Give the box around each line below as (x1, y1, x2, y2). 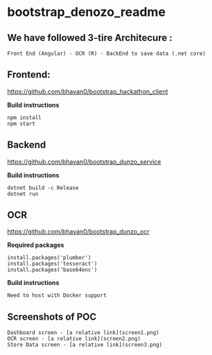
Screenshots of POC (7, 311, 97, 322)
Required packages (7, 241, 64, 250)
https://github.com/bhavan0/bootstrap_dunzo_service (7, 157, 161, 166)
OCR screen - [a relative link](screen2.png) (7, 336, 141, 343)
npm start (7, 120, 36, 127)
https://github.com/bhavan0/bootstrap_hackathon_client (7, 87, 168, 96)
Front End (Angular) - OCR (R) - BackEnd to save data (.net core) (7, 50, 206, 57)
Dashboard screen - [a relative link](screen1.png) (7, 329, 159, 336)
